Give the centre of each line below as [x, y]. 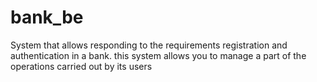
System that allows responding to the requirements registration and [149, 45]
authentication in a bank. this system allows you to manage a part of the [158, 55]
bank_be [47, 17]
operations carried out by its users [81, 66]
